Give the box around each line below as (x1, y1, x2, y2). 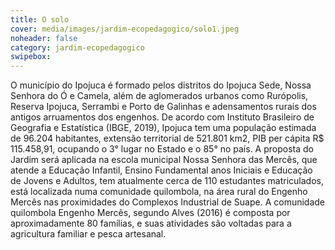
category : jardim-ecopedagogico (10, 42, 145, 53)
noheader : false (10, 33, 78, 43)
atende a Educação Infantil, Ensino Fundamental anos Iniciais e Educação (10, 164, 313, 176)
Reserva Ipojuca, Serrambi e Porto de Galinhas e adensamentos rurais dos (10, 101, 317, 113)
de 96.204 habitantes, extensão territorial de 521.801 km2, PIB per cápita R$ (10, 132, 325, 145)
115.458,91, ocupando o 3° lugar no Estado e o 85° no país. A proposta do (10, 143, 314, 155)
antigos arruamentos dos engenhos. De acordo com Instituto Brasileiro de (10, 111, 315, 123)
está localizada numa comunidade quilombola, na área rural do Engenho (10, 186, 308, 198)
